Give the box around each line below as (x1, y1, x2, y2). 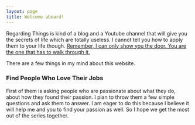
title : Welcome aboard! (6, 14, 64, 20)
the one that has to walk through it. (6, 48, 90, 55)
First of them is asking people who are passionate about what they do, (6, 87, 176, 94)
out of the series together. (6, 112, 69, 119)
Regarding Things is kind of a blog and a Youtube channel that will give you (6, 30, 187, 37)
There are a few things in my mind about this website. (6, 59, 136, 67)
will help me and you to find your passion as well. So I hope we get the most (6, 106, 189, 113)
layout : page (6, 8, 38, 15)
